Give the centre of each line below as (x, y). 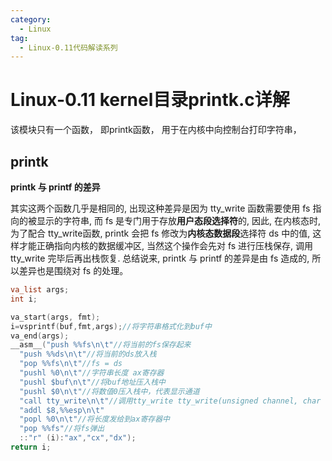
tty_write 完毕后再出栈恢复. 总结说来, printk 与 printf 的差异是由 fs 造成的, (160, 258)
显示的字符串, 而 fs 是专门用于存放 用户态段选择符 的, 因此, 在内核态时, (179, 220)
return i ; (31, 447)
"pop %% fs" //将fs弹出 (62, 429)
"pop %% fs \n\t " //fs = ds (71, 364)
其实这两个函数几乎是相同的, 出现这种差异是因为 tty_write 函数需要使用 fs (160, 208)
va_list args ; (40, 290)
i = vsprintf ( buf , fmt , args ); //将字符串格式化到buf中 (111, 326)
